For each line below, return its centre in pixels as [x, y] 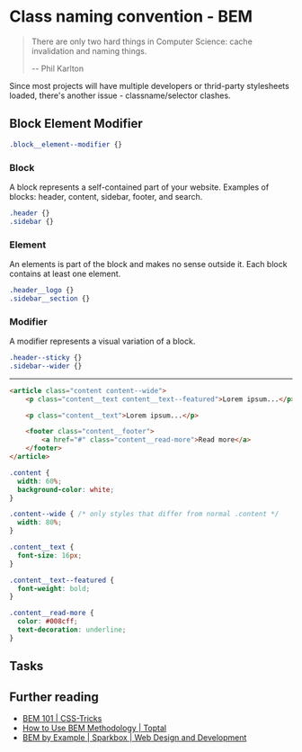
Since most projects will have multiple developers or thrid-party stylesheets [149, 85]
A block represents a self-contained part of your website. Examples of [139, 187]
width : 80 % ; [40, 523]
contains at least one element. [65, 273]
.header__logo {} [42, 290]
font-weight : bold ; [54, 588]
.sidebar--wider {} [46, 366]
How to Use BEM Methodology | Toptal [94, 728]
